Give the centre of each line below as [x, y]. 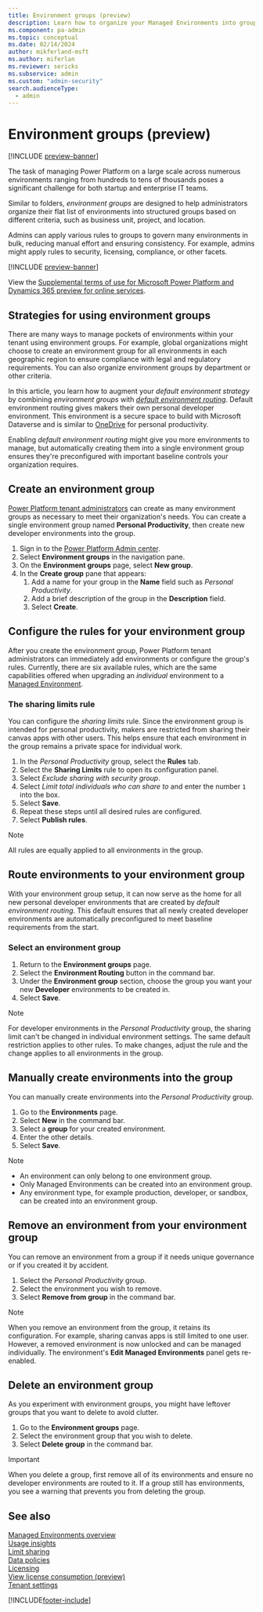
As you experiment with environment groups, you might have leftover [119, 1404]
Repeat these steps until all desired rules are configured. [110, 811]
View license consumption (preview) [67, 1577]
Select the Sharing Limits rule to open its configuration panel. [119, 769]
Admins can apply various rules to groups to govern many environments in [128, 235]
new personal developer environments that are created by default [114, 902]
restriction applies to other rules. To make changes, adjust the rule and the [128, 1045]
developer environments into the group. [72, 533]
